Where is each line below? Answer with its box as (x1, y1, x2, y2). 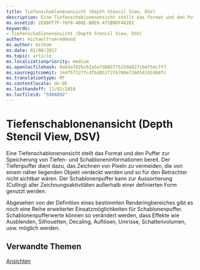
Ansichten (6, 257, 31, 265)
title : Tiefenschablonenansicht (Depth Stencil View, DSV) (6, 8, 156, 15)
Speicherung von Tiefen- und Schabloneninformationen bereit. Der (6, 156, 171, 163)
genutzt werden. (6, 187, 46, 194)
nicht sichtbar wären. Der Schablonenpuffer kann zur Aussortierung (6, 175, 173, 182)
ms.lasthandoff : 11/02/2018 (6, 86, 76, 92)
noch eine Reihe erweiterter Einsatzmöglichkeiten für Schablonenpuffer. (6, 205, 183, 212)
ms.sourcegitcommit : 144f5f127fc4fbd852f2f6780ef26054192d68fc (6, 70, 167, 76)
